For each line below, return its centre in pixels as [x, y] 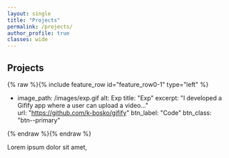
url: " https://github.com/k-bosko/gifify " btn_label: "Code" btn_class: [114, 113]
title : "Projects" [34, 20]
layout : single [29, 14]
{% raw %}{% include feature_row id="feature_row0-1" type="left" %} [108, 84]
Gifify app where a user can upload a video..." [83, 105]
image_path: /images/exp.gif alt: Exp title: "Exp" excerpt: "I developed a [119, 97]
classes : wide [28, 40]
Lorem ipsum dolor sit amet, [47, 147]
